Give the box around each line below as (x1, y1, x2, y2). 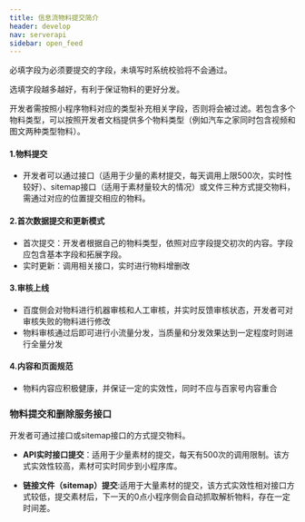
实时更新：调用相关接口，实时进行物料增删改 (22, 260, 191, 271)
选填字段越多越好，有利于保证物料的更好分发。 (9, 84, 184, 95)
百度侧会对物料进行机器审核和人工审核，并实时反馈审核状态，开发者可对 (22, 304, 293, 315)
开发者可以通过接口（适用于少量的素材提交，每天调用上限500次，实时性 (22, 170, 292, 182)
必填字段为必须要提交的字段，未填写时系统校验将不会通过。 (9, 64, 232, 75)
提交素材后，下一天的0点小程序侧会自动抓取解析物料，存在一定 (54, 491, 290, 502)
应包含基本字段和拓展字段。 (22, 249, 127, 260)
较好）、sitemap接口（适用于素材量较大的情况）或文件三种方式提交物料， (22, 182, 295, 192)
